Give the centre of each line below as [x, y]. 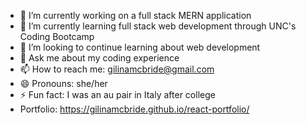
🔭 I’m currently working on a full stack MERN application [135, 15]
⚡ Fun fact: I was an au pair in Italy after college [117, 94]
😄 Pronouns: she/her [63, 83]
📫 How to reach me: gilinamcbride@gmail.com [117, 69]
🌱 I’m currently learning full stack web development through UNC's [158, 26]
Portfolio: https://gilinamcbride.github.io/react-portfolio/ [134, 109]
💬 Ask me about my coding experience [99, 58]
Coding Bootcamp [57, 36]
